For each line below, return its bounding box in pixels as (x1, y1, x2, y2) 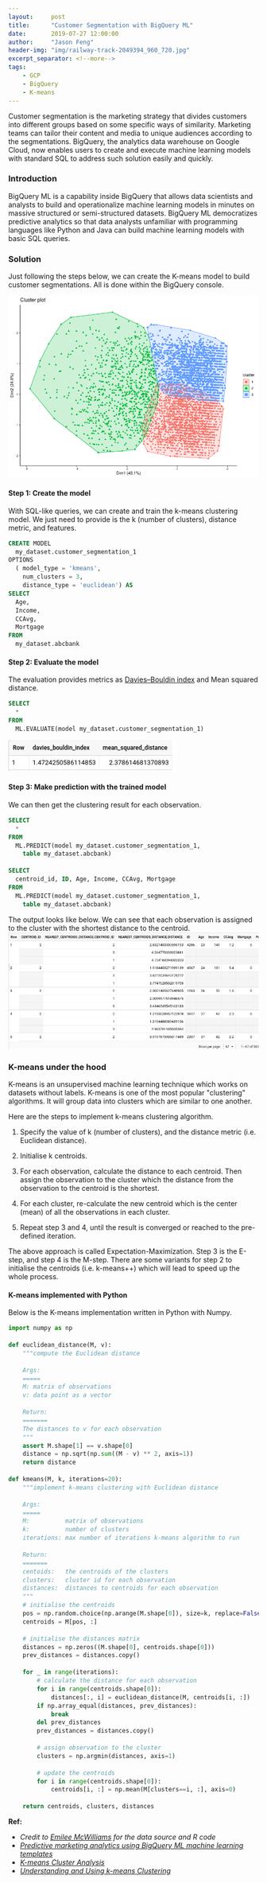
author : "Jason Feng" (8, 38, 94, 46)
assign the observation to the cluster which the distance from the (19, 1175, 234, 1185)
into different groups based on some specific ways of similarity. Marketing (8, 119, 252, 129)
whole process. (8, 1272, 59, 1282)
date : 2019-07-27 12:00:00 (8, 29, 119, 37)
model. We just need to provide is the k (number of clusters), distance (8, 514, 237, 524)
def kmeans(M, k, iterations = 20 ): (8, 1476, 123, 1484)
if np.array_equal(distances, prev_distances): (37, 1702, 197, 1710)
